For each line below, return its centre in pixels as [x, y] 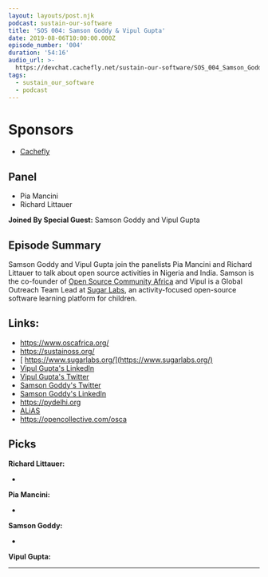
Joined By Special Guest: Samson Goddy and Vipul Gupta [104, 220]
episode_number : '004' [46, 46]
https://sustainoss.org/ [57, 351]
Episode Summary [55, 245]
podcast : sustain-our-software [60, 23]
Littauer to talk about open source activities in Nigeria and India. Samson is [131, 273]
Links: [24, 323]
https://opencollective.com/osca [73, 419]
